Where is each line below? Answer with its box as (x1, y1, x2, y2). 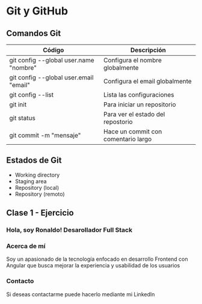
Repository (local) (14, 184, 60, 191)
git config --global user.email (9, 73, 94, 82)
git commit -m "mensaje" (9, 131, 81, 139)
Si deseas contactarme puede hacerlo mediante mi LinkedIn (6, 290, 155, 298)
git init (9, 100, 27, 109)
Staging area (14, 177, 47, 184)
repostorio (103, 118, 133, 126)
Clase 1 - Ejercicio (6, 208, 74, 218)
